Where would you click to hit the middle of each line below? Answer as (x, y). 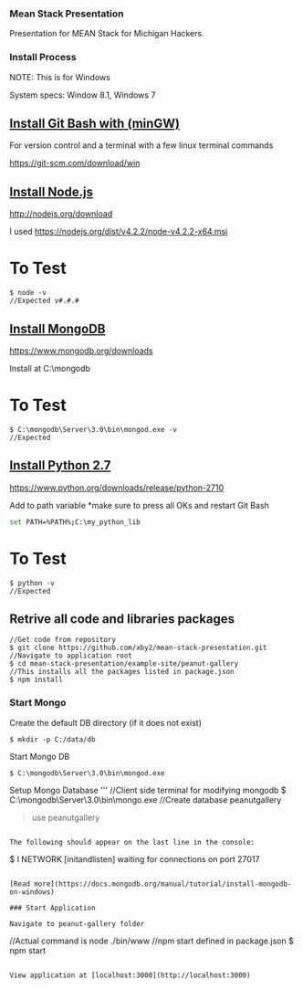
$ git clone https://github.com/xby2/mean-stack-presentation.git (138, 648)
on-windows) (32, 892)
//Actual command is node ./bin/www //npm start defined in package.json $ (151, 941)
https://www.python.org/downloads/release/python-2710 (117, 488)
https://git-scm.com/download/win (75, 163)
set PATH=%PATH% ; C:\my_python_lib (75, 522)
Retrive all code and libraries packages (122, 619)
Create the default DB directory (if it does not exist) (106, 722)
